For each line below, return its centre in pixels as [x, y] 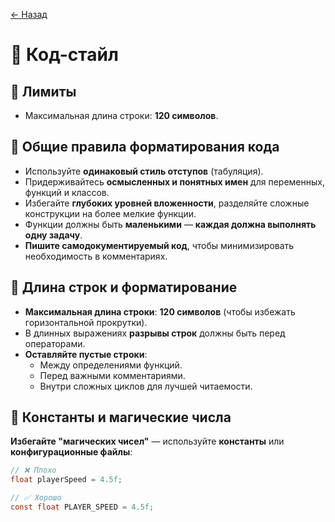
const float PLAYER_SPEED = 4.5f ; [82, 507]
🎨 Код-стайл [64, 55]
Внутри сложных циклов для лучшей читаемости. [146, 386]
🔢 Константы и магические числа [121, 417]
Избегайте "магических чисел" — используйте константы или [147, 441]
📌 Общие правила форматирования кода [145, 147]
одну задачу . [53, 235]
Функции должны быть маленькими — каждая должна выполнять [170, 224]
